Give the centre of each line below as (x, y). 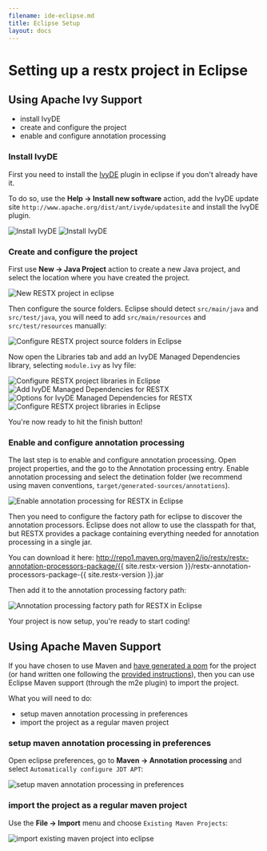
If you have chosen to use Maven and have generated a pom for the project (133, 666)
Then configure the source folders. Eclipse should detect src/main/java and (133, 309)
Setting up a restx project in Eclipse (128, 70)
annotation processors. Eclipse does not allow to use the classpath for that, (132, 525)
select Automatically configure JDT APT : (76, 769)
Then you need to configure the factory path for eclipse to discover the (125, 517)
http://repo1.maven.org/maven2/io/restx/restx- (172, 558)
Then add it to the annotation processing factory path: (97, 591)
